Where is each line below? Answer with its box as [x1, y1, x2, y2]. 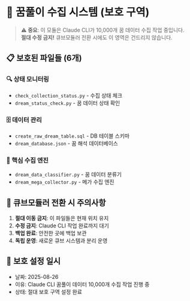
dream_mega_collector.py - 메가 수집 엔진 [14, 178, 114, 186]
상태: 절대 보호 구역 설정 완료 [14, 288, 83, 295]
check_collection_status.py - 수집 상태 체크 [14, 92, 123, 99]
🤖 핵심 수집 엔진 [6, 156, 49, 165]
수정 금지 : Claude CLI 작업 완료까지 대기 [14, 222, 109, 229]
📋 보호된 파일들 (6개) [6, 53, 82, 63]
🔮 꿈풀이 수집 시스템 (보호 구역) [6, 5, 150, 19]
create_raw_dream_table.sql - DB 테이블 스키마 [14, 132, 130, 139]
